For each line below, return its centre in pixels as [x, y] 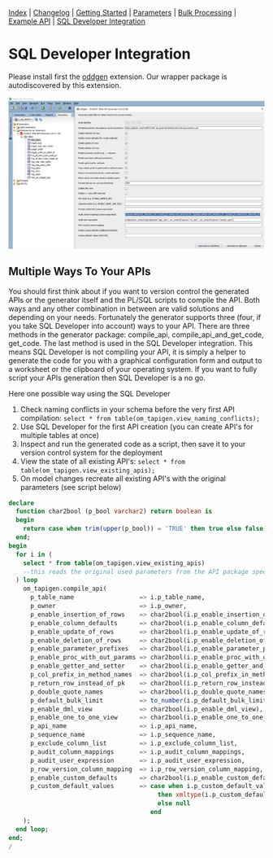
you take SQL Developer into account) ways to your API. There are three [129, 326]
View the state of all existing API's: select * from [102, 461]
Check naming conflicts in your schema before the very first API [128, 409]
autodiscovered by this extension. [65, 85]
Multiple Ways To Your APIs [80, 271]
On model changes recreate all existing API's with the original [123, 478]
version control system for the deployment [91, 453]
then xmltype [179, 795]
